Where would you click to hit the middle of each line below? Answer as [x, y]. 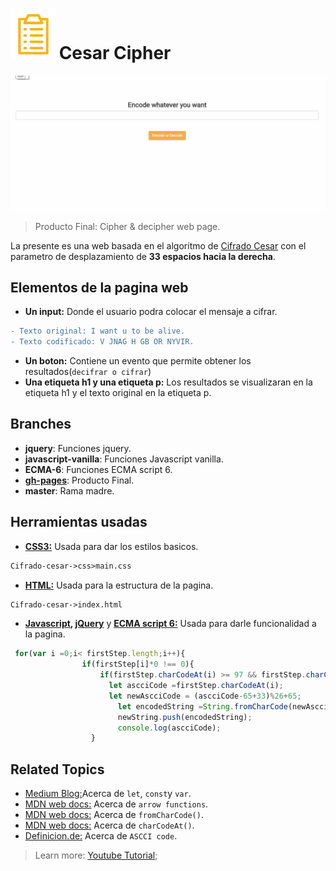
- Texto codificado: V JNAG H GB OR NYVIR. [102, 342]
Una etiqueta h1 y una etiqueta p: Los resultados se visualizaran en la [168, 382]
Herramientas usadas [79, 522]
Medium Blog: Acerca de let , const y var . [108, 794]
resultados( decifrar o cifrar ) [88, 372]
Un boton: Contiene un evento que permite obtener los [138, 361]
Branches [41, 424]
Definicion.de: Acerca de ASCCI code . [101, 836]
